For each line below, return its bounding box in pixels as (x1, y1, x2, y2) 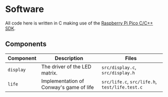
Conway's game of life (41, 83, 94, 90)
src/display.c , (101, 63, 136, 70)
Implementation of (41, 77, 84, 84)
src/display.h (101, 70, 135, 75)
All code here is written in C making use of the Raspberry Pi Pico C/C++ (5, 20, 153, 26)
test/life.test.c (101, 84, 143, 90)
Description (54, 54, 83, 61)
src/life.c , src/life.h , (101, 78, 157, 85)
